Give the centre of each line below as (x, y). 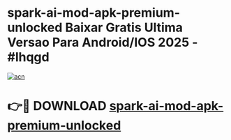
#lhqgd (29, 57)
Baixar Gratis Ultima (124, 28)
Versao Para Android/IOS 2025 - (103, 42)
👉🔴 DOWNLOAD (57, 106)
